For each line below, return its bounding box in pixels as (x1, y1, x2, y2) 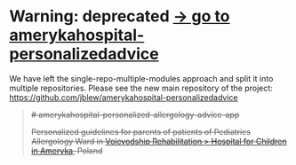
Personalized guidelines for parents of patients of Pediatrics (30, 126, 252, 137)
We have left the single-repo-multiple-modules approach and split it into (9, 73, 274, 83)
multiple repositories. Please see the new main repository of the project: (9, 82, 273, 93)
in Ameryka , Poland (30, 145, 103, 156)
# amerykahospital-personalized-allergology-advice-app (30, 109, 240, 120)
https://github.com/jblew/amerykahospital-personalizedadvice (9, 91, 238, 103)
